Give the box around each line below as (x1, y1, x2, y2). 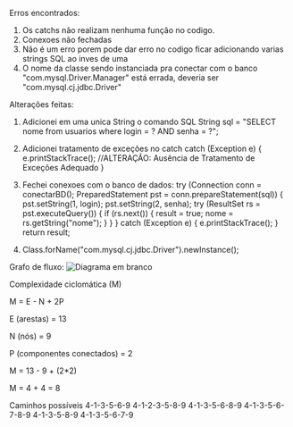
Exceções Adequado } (21, 163, 105, 172)
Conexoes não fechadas (21, 35, 113, 45)
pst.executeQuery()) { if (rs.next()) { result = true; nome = (21, 208, 234, 218)
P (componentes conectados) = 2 (9, 348, 133, 358)
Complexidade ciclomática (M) (9, 279, 122, 289)
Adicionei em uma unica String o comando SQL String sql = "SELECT (21, 116, 277, 127)
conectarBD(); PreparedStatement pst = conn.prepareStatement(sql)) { (21, 189, 284, 199)
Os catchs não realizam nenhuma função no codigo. (21, 25, 215, 35)
